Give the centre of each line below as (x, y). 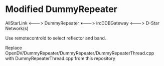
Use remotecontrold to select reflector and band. (56, 38)
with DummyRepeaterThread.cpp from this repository (60, 58)
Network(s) (17, 28)
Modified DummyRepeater (61, 9)
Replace (14, 47)
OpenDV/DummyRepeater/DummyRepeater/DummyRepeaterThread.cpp (80, 53)
